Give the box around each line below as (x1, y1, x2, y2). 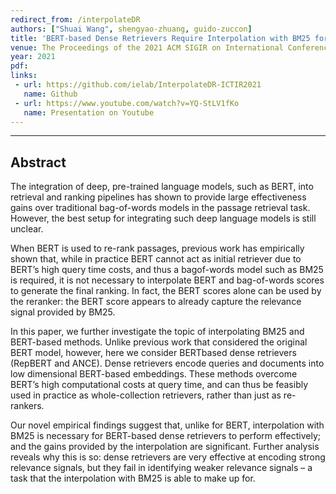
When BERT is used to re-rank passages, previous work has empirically (10, 242, 305, 255)
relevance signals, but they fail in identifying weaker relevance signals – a (10, 462, 313, 474)
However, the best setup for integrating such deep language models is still (10, 212, 317, 225)
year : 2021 (10, 52, 56, 62)
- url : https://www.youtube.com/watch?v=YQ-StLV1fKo (14, 98, 240, 108)
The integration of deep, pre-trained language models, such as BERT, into (10, 181, 314, 193)
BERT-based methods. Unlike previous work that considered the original (10, 336, 308, 348)
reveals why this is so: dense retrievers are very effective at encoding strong (10, 451, 326, 463)
